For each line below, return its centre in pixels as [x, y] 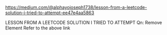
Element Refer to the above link [38, 28]
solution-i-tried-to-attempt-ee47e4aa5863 [50, 13]
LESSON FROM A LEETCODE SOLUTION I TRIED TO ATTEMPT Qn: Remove [84, 23]
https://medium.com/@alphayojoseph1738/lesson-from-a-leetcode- [76, 7]
